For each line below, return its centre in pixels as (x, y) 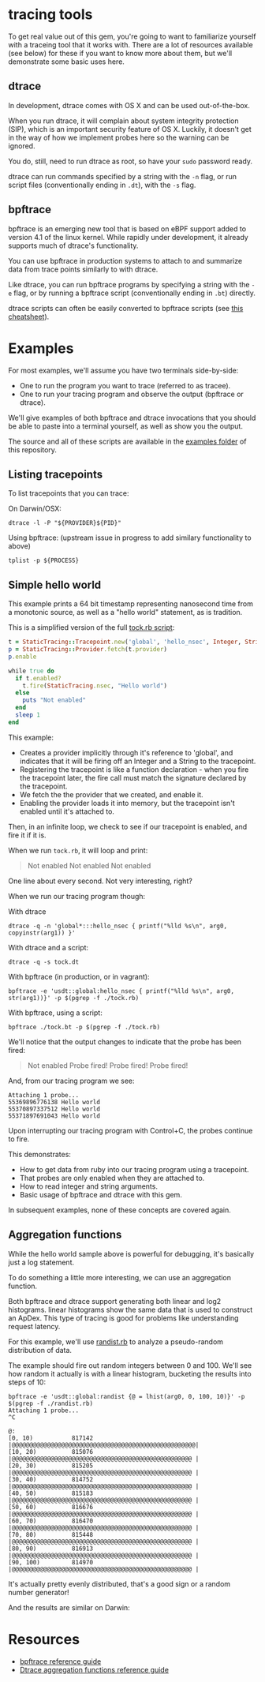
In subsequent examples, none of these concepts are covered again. (119, 1210)
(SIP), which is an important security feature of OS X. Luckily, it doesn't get (130, 129)
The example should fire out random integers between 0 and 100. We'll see (130, 1365)
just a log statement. (41, 1262)
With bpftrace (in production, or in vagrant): (79, 976)
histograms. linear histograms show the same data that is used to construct (131, 1309)
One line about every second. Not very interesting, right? (101, 881)
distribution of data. (40, 1350)
